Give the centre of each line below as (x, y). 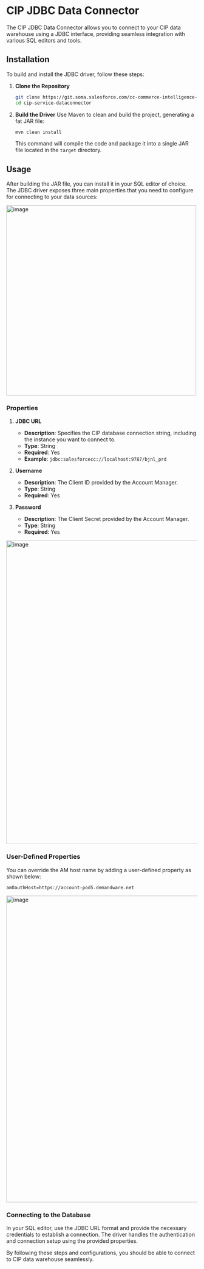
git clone (28, 97)
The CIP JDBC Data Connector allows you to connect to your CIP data (93, 27)
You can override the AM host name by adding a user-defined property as (99, 870)
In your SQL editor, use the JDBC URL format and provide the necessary (97, 1228)
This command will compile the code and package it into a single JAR (102, 144)
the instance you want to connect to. (70, 439)
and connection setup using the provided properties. (72, 1241)
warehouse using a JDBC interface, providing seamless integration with (96, 33)
